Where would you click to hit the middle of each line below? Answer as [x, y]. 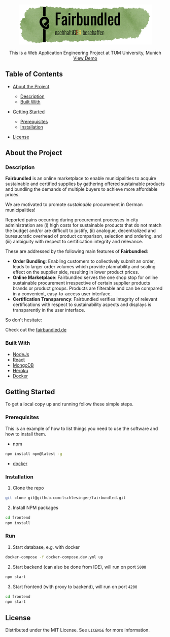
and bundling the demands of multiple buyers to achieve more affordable [81, 189]
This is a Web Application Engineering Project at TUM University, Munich [85, 53]
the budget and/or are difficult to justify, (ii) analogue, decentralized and [81, 231]
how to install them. [26, 434]
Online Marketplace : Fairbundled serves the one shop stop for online [85, 277]
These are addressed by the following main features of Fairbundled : [77, 251]
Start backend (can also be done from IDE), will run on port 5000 [79, 567]
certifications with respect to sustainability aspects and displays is [82, 304]
